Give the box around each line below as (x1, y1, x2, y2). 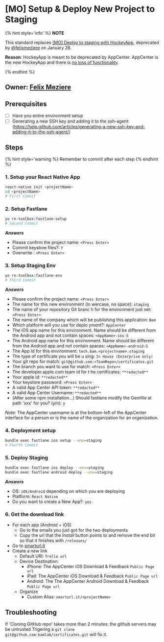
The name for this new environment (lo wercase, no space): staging (12, 301, 149, 307)
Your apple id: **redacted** (12, 374, 68, 380)
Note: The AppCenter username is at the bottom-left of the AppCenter (5, 410, 147, 416)
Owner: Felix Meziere (5, 83, 71, 92)
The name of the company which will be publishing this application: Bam (12, 317, 156, 323)
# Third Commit (5, 278, 36, 283)
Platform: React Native (12, 494, 59, 499)
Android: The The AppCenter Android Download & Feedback (26, 578, 149, 584)
